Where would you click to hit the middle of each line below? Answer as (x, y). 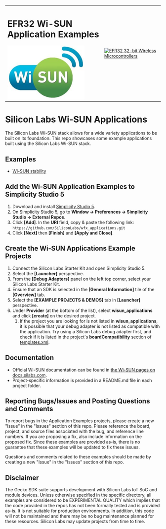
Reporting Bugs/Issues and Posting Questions (78, 401)
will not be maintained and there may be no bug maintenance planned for (80, 516)
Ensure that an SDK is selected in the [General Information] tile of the (83, 289)
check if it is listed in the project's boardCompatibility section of (85, 337)
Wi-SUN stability (29, 171)
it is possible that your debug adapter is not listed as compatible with (90, 326)
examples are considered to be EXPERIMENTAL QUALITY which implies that (83, 500)
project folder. (26, 385)
